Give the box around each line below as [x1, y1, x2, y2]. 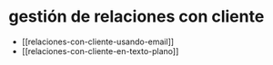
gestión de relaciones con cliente [8, 6, 265, 27]
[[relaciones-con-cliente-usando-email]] [21, 36, 175, 47]
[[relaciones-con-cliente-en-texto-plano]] [21, 45, 179, 56]
